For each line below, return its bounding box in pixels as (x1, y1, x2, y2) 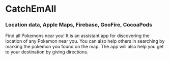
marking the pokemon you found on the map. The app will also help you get (5, 44, 164, 50)
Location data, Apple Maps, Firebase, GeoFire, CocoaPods (5, 21, 153, 28)
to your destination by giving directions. (5, 49, 89, 55)
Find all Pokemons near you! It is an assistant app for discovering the (5, 33, 150, 39)
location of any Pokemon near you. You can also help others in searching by (5, 38, 165, 44)
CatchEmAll (5, 3, 56, 15)
